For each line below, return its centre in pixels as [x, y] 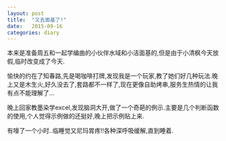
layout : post [26, 13]
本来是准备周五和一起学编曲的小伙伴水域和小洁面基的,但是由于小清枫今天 [110, 53]
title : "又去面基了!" [37, 20]
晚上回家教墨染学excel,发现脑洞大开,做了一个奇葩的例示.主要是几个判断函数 [113, 107]
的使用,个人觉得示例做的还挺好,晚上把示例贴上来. [76, 116]
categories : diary [33, 33]
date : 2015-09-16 [35, 26]
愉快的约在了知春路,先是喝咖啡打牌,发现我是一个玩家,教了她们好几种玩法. [110, 76]
